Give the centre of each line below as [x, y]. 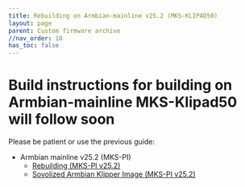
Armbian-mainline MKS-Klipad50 [123, 102]
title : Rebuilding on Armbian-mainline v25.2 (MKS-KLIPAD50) [113, 16]
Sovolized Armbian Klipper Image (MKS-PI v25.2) [114, 174]
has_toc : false [34, 46]
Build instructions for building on [120, 85]
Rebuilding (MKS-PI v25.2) [76, 166]
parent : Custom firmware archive [64, 30]
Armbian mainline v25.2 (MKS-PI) [75, 157]
